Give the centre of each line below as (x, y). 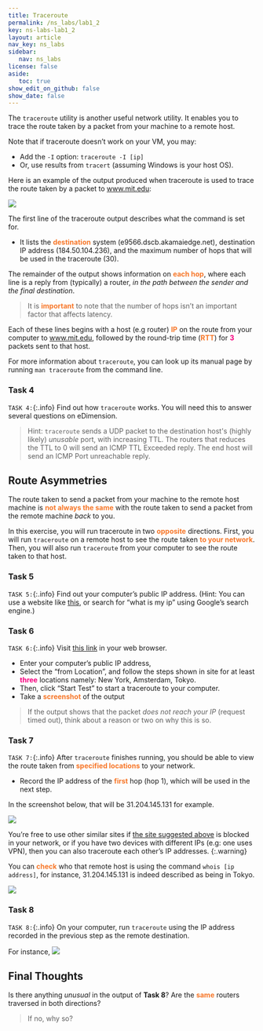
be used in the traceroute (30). (69, 259)
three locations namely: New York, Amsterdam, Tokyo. (108, 679)
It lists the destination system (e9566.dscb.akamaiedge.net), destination (137, 242)
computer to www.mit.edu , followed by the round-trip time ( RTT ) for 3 (121, 338)
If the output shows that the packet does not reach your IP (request (136, 711)
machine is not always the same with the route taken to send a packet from (130, 508)
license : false (33, 67)
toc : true (35, 81)
